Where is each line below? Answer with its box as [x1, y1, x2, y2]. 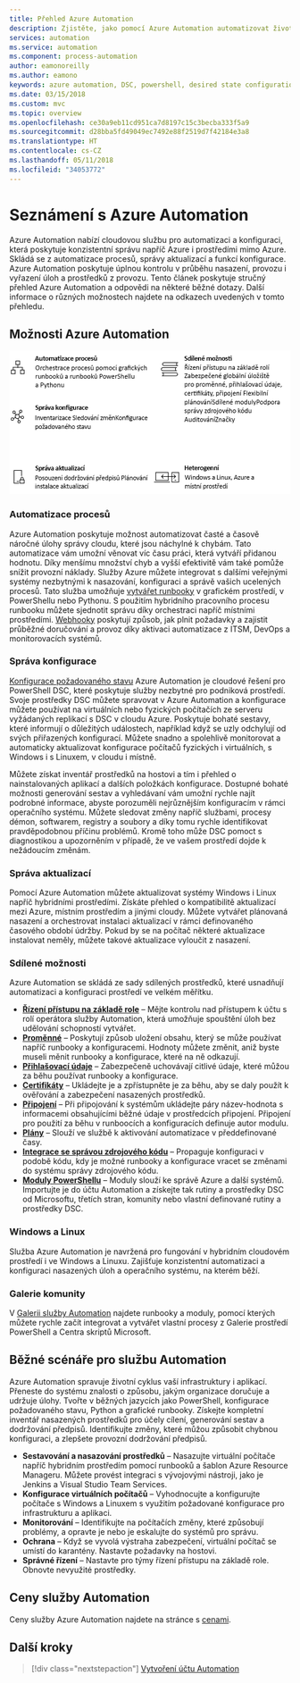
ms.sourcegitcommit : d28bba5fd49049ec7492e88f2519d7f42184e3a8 [9, 128, 250, 137]
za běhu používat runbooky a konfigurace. [21, 1070, 179, 1081]
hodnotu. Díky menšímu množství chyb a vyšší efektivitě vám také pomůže [9, 557, 284, 567]
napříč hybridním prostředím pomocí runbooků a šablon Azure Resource [21, 1460, 288, 1470]
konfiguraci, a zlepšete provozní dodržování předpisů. [9, 1433, 208, 1444]
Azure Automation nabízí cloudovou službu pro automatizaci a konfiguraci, [9, 234, 283, 245]
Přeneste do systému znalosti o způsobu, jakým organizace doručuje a [9, 1386, 270, 1396]
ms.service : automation [9, 43, 98, 52]
